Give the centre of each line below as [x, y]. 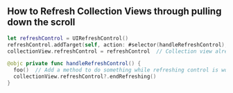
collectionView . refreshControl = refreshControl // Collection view [110, 51]
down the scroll [41, 23]
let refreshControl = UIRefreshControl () [68, 38]
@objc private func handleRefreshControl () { [74, 64]
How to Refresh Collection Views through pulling [114, 11]
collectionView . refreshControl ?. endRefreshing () [85, 77]
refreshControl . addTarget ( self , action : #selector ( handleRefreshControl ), [118, 44]
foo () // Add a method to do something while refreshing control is [116, 70]
